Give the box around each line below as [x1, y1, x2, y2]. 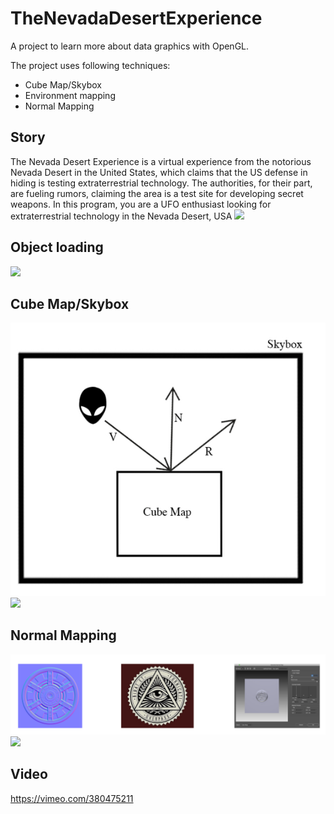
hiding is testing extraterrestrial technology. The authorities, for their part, [10, 177, 313, 189]
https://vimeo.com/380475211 [10, 792, 134, 804]
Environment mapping [24, 89, 116, 101]
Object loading [10, 239, 104, 256]
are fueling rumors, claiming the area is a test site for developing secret [10, 187, 304, 199]
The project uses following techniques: [10, 59, 171, 71]
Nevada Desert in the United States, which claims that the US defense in [10, 166, 308, 178]
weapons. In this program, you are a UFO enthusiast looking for [10, 198, 272, 210]
